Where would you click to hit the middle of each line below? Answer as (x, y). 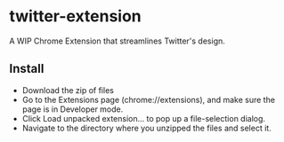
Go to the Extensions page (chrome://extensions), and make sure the (149, 99)
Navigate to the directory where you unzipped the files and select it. (146, 128)
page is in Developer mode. (73, 109)
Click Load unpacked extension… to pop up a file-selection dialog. (143, 118)
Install (27, 69)
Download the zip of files (68, 90)
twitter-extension (76, 16)
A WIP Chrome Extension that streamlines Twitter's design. (117, 41)
